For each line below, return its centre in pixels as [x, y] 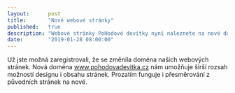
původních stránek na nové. [47, 82]
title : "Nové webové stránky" [60, 20]
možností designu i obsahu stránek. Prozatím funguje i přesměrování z [109, 75]
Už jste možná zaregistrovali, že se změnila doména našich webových [108, 59]
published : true [34, 27]
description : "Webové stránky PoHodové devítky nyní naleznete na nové [114, 33]
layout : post [34, 14]
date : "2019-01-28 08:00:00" [60, 40]
